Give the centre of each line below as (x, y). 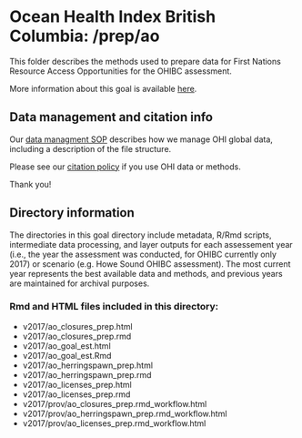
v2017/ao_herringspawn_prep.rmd (87, 374)
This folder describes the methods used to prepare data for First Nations (146, 61)
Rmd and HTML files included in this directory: (114, 307)
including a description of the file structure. (91, 148)
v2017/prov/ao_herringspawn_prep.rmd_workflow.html (125, 413)
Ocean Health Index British (113, 17)
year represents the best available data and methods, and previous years (146, 273)
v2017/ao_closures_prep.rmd (77, 336)
